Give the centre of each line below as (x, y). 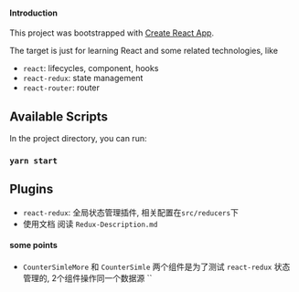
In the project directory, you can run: (78, 139)
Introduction (33, 13)
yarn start (33, 161)
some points (33, 245)
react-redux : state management (83, 78)
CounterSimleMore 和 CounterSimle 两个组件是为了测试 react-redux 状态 (156, 266)
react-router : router (61, 88)
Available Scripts (59, 116)
